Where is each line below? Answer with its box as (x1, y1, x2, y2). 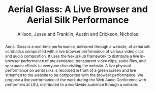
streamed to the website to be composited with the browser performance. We (5, 72, 144, 78)
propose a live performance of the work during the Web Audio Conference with (5, 77, 146, 82)
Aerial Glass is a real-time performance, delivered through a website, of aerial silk (5, 44, 150, 49)
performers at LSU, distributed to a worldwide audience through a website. (5, 82, 138, 87)
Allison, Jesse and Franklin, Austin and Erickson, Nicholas (17, 31, 138, 37)
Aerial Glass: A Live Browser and (7, 4, 148, 15)
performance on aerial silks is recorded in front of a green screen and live (5, 67, 136, 73)
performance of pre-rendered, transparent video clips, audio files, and (21, 58, 146, 64)
